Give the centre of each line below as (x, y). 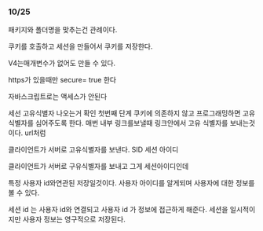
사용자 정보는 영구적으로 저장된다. (74, 219)
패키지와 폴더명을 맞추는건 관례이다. (63, 30)
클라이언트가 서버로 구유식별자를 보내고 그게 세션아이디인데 (99, 167)
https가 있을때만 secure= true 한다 (62, 80)
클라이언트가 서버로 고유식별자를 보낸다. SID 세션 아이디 (93, 150)
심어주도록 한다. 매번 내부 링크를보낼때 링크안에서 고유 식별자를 (131, 123)
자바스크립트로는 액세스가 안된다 (58, 97)
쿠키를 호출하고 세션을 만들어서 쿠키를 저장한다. (80, 46)
